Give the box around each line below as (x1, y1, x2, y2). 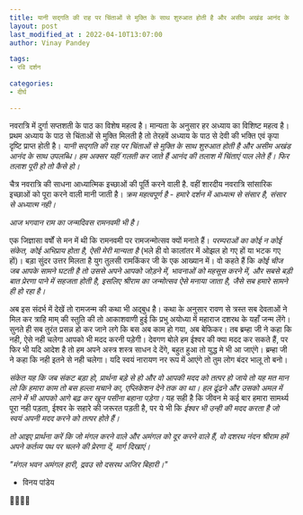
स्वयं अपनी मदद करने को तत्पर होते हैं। (9, 412, 120, 423)
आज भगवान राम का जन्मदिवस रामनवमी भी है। (9, 217, 139, 228)
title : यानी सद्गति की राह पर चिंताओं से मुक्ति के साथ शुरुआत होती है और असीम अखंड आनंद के (9, 13, 290, 23)
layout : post (9, 22, 58, 31)
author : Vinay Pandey (9, 38, 91, 48)
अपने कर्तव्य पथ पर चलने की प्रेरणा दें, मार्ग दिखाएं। (9, 440, 151, 451)
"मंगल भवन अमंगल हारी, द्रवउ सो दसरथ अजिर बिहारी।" (9, 458, 168, 469)
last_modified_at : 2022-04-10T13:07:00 (9, 30, 164, 39)
